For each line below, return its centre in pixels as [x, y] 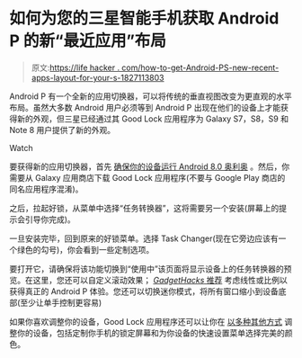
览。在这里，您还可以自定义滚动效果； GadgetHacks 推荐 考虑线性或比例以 [148, 280]
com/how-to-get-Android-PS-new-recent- [200, 67]
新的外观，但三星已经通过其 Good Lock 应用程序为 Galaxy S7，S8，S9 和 [153, 119]
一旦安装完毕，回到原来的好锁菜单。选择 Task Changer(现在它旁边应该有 [144, 238]
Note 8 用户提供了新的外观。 [62, 130]
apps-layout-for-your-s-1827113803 [98, 77]
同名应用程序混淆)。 [46, 189]
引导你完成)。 [50, 219]
